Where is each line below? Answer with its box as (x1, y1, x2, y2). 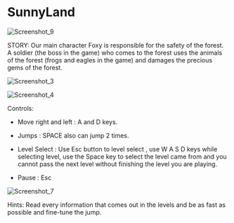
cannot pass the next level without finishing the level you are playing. (17, 159, 218, 168)
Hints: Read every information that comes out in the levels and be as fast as (7, 201, 226, 209)
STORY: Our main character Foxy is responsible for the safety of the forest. (7, 41, 224, 49)
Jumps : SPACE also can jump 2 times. (17, 131, 129, 140)
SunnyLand (7, 4, 76, 20)
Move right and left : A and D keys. (17, 117, 118, 126)
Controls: (7, 104, 34, 112)
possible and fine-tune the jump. (7, 208, 102, 216)
